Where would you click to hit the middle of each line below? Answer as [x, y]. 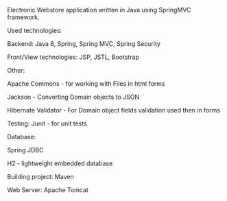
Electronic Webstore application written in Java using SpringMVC [99, 10]
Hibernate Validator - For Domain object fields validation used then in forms [114, 110]
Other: [16, 70]
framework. [23, 17]
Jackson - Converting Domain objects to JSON [73, 97]
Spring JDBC [25, 150]
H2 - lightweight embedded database [60, 163]
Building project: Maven [40, 177]
